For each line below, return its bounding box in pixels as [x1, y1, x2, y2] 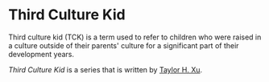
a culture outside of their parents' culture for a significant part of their [8, 40, 239, 50]
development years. [8, 49, 75, 59]
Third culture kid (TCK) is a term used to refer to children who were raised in [8, 32, 262, 42]
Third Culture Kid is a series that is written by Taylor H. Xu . [8, 64, 203, 74]
